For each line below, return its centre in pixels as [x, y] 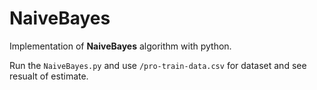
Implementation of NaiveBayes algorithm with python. [120, 46]
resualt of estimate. [49, 76]
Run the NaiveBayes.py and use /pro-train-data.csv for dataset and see [158, 65]
